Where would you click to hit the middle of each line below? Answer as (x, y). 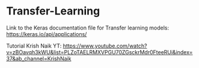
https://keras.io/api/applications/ (47, 34)
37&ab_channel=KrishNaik (39, 58)
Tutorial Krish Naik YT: (34, 46)
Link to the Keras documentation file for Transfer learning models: (88, 28)
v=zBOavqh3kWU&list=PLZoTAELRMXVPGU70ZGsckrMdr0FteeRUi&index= (99, 52)
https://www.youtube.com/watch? (105, 46)
